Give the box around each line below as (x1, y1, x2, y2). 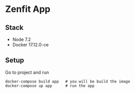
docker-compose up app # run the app (5, 83, 95, 88)
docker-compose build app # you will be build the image (5, 79, 131, 84)
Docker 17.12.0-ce (12, 42, 49, 48)
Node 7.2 (12, 36, 31, 42)
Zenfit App (5, 3, 51, 15)
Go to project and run (5, 69, 49, 75)
